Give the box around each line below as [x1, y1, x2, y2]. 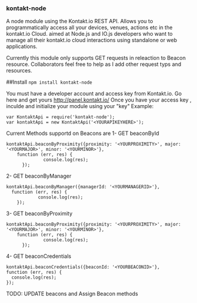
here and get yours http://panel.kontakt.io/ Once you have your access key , [6, 96, 192, 103]
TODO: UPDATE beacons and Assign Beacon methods [6, 290, 138, 298]
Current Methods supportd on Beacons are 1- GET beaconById [6, 130, 160, 137]
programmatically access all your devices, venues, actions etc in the [6, 24, 173, 31]
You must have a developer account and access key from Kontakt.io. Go [6, 90, 182, 97]
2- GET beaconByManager [6, 172, 72, 179]
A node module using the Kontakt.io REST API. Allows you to [6, 18, 153, 25]
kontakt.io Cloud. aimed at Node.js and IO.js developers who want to [6, 30, 173, 37]
